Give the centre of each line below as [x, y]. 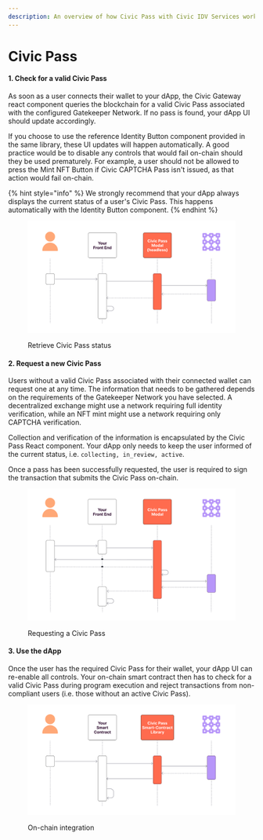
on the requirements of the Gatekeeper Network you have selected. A [120, 397]
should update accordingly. [52, 121]
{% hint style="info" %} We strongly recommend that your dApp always [124, 193]
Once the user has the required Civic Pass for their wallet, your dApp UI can [130, 668]
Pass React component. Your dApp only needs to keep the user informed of [130, 446]
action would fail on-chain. [51, 178]
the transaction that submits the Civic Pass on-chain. [93, 478]
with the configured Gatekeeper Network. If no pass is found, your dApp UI [129, 113]
